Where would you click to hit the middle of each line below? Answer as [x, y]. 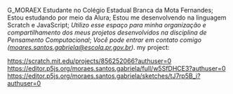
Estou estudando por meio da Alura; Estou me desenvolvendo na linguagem [117, 18]
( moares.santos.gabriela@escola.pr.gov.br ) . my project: [88, 47]
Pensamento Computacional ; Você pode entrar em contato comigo [105, 40]
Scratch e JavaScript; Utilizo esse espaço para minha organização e [107, 25]
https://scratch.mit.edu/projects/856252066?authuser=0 [89, 61]
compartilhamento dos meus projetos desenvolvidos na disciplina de [107, 32]
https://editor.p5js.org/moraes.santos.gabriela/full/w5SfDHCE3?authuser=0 [116, 68]
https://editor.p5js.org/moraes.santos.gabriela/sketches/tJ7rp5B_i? [104, 76]
